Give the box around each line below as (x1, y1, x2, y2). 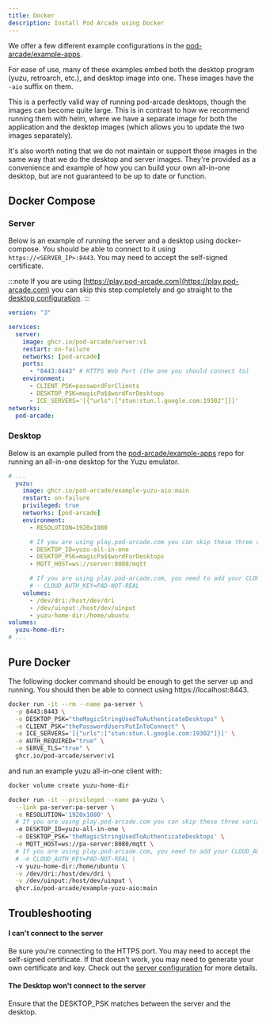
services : (8, 323, 41, 332)
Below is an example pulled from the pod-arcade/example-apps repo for (8, 448, 245, 458)
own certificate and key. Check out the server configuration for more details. (8, 963, 258, 972)
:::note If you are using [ (8, 277, 86, 286)
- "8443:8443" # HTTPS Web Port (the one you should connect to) (28, 367, 249, 375)
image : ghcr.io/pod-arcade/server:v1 (22, 338, 147, 346)
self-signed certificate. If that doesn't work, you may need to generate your (8, 954, 254, 964)
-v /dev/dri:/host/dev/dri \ (15, 869, 112, 877)
